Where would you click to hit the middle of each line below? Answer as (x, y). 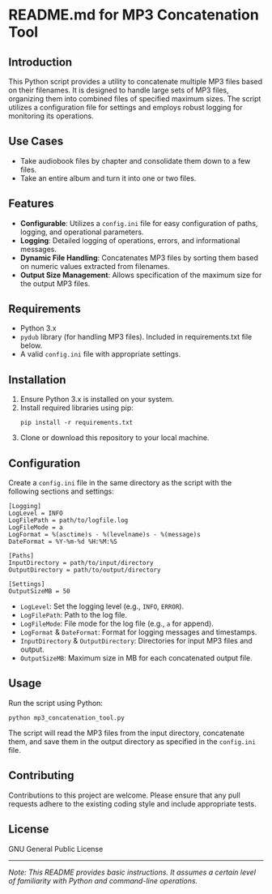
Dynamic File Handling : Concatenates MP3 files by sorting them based (139, 258)
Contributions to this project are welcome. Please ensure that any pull (124, 795)
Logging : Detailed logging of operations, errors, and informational (130, 240)
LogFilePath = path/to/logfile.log (68, 520)
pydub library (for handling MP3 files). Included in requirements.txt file (136, 337)
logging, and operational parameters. (82, 232)
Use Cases (36, 141)
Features (31, 204)
